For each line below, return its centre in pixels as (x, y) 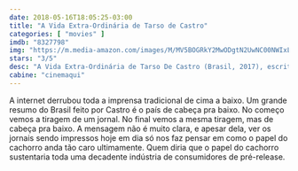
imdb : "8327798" (39, 42)
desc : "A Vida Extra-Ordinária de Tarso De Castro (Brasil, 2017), (137, 67)
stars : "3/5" (33, 58)
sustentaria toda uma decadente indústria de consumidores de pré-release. (147, 157)
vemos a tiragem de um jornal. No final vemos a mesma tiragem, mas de (141, 119)
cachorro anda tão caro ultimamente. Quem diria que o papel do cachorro (144, 147)
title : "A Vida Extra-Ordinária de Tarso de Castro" (109, 26)
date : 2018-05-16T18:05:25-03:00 (71, 17)
